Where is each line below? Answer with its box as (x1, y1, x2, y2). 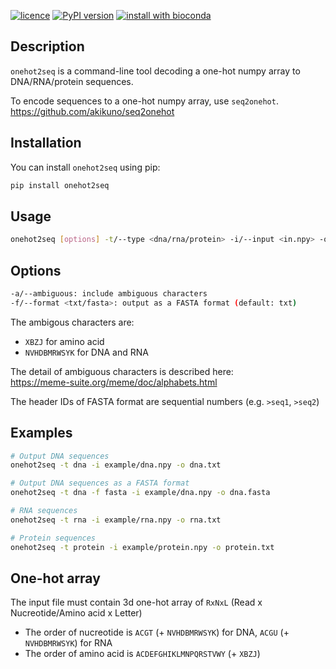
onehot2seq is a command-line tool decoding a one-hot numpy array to (10, 65, 301, 77)
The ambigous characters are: (10, 316, 135, 328)
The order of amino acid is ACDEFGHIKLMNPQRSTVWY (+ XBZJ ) (24, 648, 261, 660)
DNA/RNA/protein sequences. (10, 75, 134, 87)
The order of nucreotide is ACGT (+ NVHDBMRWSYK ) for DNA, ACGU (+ (24, 626, 290, 639)
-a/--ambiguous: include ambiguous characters (10, 289, 208, 299)
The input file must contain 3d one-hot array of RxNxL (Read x (10, 596, 263, 609)
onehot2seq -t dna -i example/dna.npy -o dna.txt (10, 460, 222, 470)
